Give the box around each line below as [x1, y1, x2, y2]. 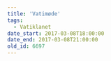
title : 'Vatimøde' [7, 10, 61, 18]
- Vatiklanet [13, 23, 52, 30]
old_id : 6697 [7, 43, 45, 50]
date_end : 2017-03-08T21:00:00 [7, 36, 98, 43]
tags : [7, 17, 23, 24]
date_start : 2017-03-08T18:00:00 [7, 29, 105, 37]
